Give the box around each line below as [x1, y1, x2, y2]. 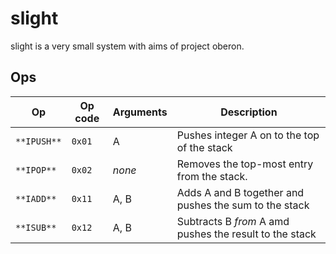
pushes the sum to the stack [176, 198, 310, 212]
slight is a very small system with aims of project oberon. [10, 40, 245, 52]
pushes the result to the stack [176, 227, 317, 241]
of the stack [176, 140, 233, 154]
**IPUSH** [15, 135, 62, 147]
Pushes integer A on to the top [176, 128, 320, 142]
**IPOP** [15, 164, 57, 176]
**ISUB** [15, 222, 57, 233]
